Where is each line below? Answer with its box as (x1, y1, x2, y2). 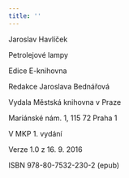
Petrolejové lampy (8, 50, 69, 59)
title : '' (8, 11, 42, 20)
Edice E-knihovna (8, 66, 67, 76)
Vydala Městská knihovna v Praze (8, 97, 122, 106)
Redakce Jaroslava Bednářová (8, 81, 110, 91)
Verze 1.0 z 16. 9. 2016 (8, 144, 83, 154)
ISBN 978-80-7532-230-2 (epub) (8, 160, 120, 170)
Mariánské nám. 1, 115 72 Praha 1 (8, 113, 118, 123)
